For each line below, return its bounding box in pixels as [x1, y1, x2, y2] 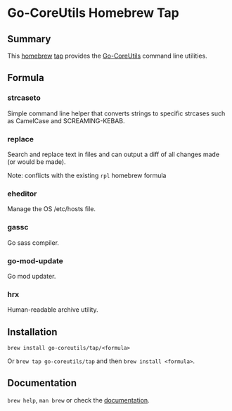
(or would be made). [7, 157, 66, 166]
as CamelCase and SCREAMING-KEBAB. [7, 116, 125, 125]
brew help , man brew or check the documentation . [7, 396, 150, 404]
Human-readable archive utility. [7, 305, 98, 314]
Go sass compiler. [7, 238, 60, 247]
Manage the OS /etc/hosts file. [7, 205, 96, 213]
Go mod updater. [7, 272, 56, 280]
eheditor [7, 189, 37, 198]
